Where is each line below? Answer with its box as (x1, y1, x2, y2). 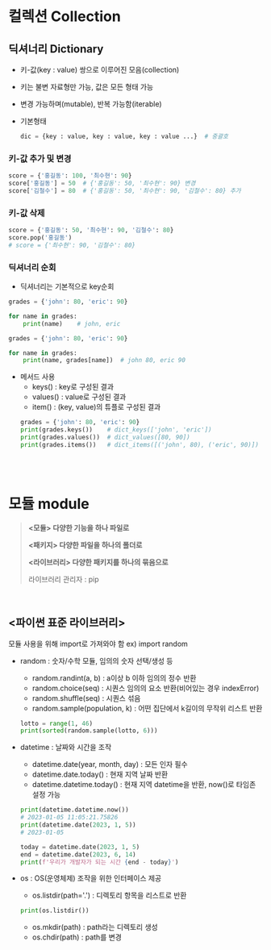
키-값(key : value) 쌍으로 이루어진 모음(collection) (19, 65, 180, 74)
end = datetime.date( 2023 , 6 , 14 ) (19, 850, 136, 859)
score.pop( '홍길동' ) (8, 233, 73, 242)
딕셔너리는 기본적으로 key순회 (19, 281, 115, 291)
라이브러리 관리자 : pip (27, 574, 99, 584)
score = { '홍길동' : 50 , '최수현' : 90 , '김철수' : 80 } (8, 227, 174, 235)
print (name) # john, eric (23, 319, 121, 327)
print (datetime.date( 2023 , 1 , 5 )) (19, 821, 136, 829)
